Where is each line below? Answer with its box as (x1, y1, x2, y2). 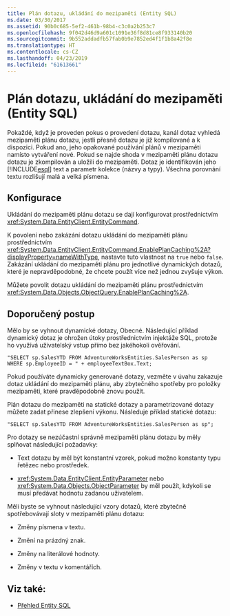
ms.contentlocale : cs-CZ (7, 49, 79, 56)
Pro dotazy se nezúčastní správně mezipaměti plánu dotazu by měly (7, 433, 201, 441)
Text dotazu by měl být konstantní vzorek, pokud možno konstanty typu (17, 454, 221, 462)
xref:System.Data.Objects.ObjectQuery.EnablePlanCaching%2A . (7, 288, 189, 297)
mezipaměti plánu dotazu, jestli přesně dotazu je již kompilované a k (7, 136, 201, 144)
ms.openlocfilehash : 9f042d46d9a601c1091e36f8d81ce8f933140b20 (7, 29, 193, 36)
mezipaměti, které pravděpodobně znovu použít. (7, 387, 145, 396)
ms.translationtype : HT (7, 42, 76, 49)
